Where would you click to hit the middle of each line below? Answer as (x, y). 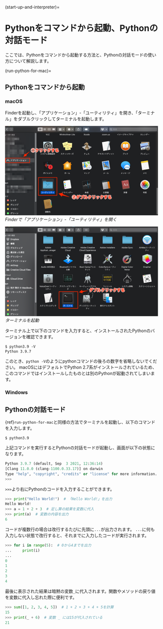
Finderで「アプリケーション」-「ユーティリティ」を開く (61, 219)
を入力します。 (20, 428)
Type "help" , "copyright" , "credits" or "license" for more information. (81, 474)
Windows (16, 393)
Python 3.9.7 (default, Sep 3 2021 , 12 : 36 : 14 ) (54, 464)
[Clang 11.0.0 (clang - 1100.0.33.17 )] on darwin (54, 469)
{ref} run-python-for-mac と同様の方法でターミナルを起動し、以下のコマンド (80, 422)
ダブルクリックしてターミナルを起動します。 (62, 118)
